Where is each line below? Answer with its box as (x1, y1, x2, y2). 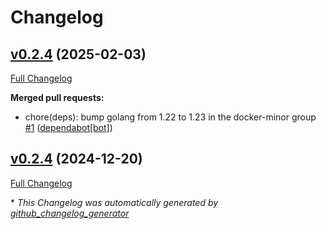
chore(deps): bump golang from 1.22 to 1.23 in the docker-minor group (24, 111, 317, 123)
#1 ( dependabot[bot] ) (24, 122, 113, 133)
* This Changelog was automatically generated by (10, 196, 219, 208)
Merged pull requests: (10, 92, 105, 103)
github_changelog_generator (10, 207, 130, 219)
